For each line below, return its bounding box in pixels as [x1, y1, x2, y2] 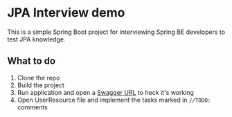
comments [17, 102, 48, 111]
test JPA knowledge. [7, 35, 66, 43]
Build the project [17, 81, 64, 89]
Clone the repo [17, 73, 60, 82]
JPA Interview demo [7, 5, 125, 21]
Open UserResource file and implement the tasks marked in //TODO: [17, 96, 211, 104]
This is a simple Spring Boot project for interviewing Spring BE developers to [7, 28, 226, 36]
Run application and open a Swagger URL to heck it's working [17, 88, 194, 96]
